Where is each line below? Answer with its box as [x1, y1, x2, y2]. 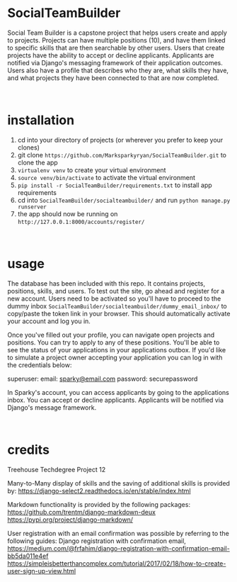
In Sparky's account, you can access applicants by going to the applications [7, 388, 230, 396]
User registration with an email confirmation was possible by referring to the [7, 529, 230, 537]
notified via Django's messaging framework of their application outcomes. [7, 58, 223, 67]
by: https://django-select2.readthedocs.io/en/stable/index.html [7, 486, 191, 495]
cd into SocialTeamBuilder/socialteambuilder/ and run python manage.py [17, 196, 231, 204]
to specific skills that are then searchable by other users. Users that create [7, 43, 225, 52]
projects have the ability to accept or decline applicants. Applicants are [7, 51, 214, 60]
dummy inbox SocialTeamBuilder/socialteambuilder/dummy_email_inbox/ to [7, 301, 228, 310]
